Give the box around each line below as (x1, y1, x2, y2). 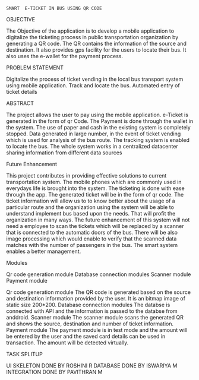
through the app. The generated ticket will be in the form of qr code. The (6, 191, 184, 198)
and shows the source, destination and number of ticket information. (6, 320, 174, 327)
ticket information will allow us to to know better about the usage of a (6, 197, 175, 204)
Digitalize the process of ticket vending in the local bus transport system (6, 75, 184, 83)
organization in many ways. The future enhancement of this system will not (6, 216, 190, 223)
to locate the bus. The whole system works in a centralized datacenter (6, 143, 178, 150)
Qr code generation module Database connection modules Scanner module (6, 271, 191, 278)
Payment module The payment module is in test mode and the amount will (6, 327, 188, 333)
